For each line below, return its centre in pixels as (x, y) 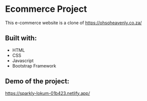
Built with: (21, 38)
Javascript (23, 61)
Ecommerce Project (46, 9)
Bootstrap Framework (34, 66)
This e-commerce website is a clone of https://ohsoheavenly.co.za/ (73, 23)
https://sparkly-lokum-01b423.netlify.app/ (47, 93)
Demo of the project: (37, 82)
